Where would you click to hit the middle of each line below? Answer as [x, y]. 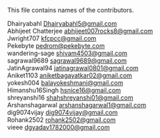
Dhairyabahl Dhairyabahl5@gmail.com [62, 23]
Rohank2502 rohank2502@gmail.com [62, 120]
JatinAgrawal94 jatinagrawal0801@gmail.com [73, 68]
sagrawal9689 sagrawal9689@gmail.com [67, 61]
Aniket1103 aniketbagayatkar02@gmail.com [70, 75]
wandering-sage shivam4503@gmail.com [67, 53]
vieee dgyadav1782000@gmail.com [58, 127]
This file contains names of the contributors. [71, 10]
